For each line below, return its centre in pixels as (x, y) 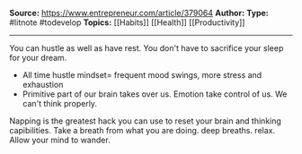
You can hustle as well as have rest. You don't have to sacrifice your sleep (147, 48)
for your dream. (38, 58)
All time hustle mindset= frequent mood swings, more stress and (142, 75)
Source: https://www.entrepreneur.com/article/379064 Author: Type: (139, 13)
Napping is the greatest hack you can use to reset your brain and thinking (145, 121)
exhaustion (43, 85)
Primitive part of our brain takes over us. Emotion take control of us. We (155, 94)
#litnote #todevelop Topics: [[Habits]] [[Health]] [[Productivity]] (127, 22)
